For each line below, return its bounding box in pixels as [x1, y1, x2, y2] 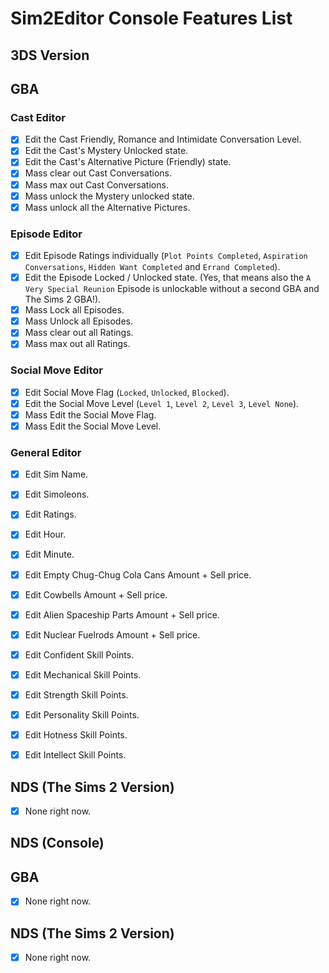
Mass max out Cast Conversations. [24, 178, 169, 191]
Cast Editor [10, 110, 66, 124]
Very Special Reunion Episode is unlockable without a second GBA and [24, 283, 320, 295]
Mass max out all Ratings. [24, 338, 131, 350]
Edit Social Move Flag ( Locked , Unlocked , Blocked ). [24, 386, 230, 398]
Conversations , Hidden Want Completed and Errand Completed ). [24, 261, 281, 273]
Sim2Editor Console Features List [10, 7, 293, 30]
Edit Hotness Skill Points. [24, 729, 128, 741]
